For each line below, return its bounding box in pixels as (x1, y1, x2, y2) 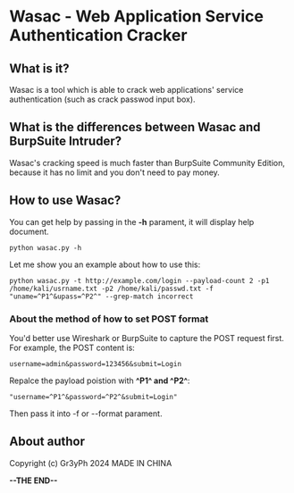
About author (9, 434, 86, 449)
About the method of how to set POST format (9, 313, 209, 325)
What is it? (9, 61, 70, 76)
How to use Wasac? (9, 193, 122, 208)
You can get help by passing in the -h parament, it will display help (9, 216, 255, 227)
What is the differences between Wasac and (9, 120, 261, 135)
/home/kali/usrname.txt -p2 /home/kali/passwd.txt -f (9, 284, 214, 293)
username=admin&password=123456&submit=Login (9, 359, 181, 368)
